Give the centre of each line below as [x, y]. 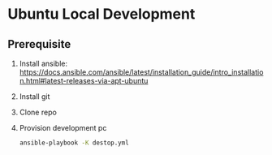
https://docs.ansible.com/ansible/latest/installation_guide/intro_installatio [141, 72]
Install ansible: [43, 63]
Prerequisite [39, 44]
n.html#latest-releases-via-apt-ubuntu [84, 81]
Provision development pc [63, 128]
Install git [35, 97]
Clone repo [38, 112]
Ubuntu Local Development [101, 14]
